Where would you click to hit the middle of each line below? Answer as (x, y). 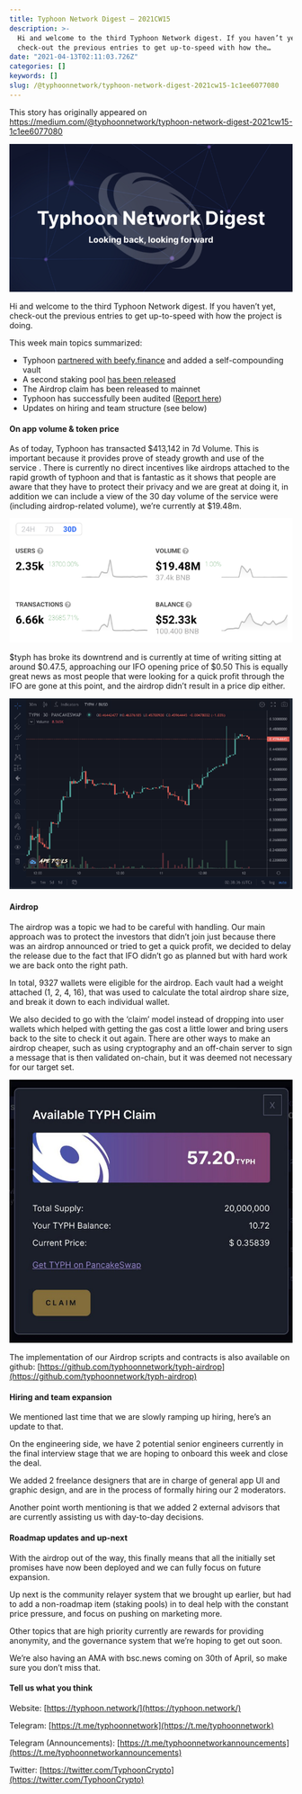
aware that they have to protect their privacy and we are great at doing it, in (149, 487)
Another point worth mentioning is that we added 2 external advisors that (145, 1508)
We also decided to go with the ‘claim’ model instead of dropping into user (147, 1019)
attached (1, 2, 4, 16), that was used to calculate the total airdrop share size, (149, 992)
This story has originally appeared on (78, 112)
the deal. (26, 1463)
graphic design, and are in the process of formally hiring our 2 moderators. (147, 1490)
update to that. (36, 1427)
